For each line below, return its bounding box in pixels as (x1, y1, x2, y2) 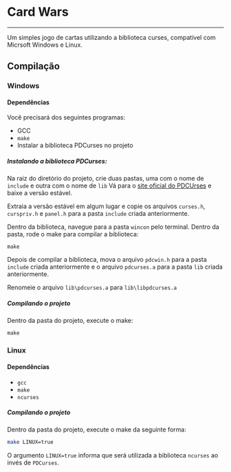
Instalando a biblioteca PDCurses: (7, 157, 108, 166)
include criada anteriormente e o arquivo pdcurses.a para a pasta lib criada (7, 262, 223, 271)
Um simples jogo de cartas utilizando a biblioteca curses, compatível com (7, 33, 217, 41)
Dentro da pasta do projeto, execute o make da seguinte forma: (7, 425, 187, 434)
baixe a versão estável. (7, 189, 72, 197)
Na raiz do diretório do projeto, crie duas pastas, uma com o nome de (7, 175, 204, 183)
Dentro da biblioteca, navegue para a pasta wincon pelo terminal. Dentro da (7, 223, 220, 231)
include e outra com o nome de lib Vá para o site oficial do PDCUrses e (7, 181, 212, 190)
